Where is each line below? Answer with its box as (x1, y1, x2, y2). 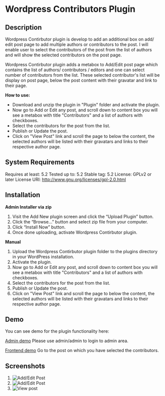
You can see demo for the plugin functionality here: (5, 328, 109, 334)
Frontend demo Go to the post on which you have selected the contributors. (5, 348, 159, 353)
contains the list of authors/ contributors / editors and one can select (5, 67, 145, 73)
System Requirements (5, 158, 75, 167)
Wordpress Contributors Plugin (5, 3, 135, 15)
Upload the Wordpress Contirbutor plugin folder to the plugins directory (12, 248, 158, 254)
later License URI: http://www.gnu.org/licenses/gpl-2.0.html (5, 176, 127, 182)
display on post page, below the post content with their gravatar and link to (5, 78, 158, 83)
